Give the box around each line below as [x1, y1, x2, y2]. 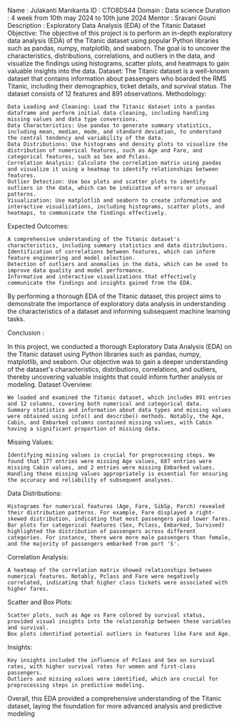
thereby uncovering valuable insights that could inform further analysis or [7, 372, 223, 381]
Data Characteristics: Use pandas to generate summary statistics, [7, 122, 213, 129]
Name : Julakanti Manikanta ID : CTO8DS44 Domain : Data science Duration [7, 6, 230, 14]
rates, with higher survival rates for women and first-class [7, 663, 196, 670]
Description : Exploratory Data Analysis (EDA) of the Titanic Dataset [7, 21, 206, 29]
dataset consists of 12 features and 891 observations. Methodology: [7, 89, 207, 98]
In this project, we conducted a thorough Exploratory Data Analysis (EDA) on [7, 343, 232, 350]
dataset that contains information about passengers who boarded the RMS [7, 74, 227, 83]
